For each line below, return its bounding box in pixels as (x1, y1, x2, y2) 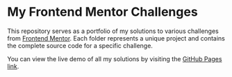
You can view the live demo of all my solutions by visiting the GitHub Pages (7, 54, 222, 63)
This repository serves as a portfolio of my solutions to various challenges (7, 27, 219, 35)
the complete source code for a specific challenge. (7, 41, 153, 49)
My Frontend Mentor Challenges (7, 4, 198, 20)
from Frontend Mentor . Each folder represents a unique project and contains (7, 34, 226, 42)
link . (7, 62, 19, 70)
